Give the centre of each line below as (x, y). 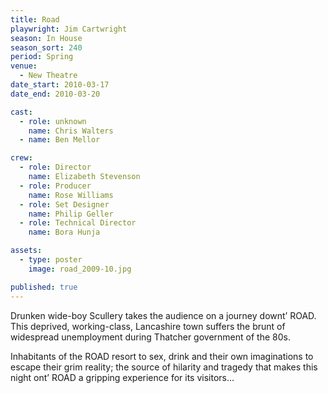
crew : (21, 158)
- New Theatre (48, 76)
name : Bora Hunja (64, 232)
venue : (24, 66)
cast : (21, 112)
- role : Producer (55, 186)
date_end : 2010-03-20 (55, 94)
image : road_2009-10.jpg (80, 269)
